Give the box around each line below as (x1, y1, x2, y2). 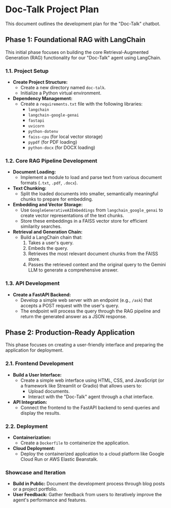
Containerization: (12, 435, 51, 441)
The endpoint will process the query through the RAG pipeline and (20, 308, 161, 314)
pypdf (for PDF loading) (28, 139, 78, 145)
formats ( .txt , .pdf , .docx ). (20, 180, 78, 186)
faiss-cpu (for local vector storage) (28, 133, 103, 140)
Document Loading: (12, 169, 56, 175)
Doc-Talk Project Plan (5, 4, 99, 15)
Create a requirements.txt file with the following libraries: (20, 101, 143, 107)
